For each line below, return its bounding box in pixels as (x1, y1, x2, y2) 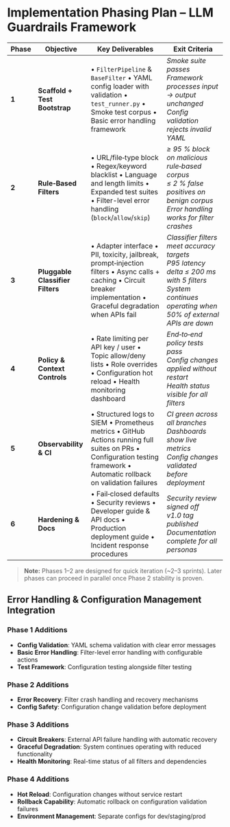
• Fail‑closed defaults (90, 489, 159, 498)
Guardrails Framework (7, 19, 137, 35)
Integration (7, 605, 56, 616)
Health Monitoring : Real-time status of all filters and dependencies (16, 757, 207, 766)
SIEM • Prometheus (90, 417, 154, 427)
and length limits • (90, 178, 149, 188)
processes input (166, 81, 218, 91)
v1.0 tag (166, 510, 194, 520)
